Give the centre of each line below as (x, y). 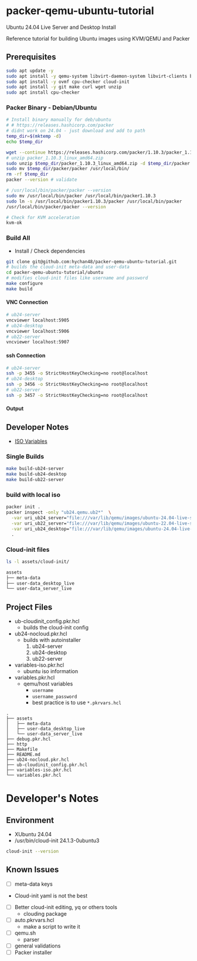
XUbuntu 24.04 (33, 834)
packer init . (23, 507)
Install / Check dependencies (50, 251)
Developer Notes (38, 427)
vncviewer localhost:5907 (38, 342)
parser (31, 940)
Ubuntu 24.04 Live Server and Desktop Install (61, 27)
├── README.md (23, 755)
